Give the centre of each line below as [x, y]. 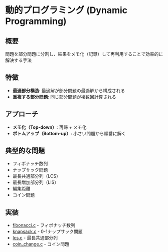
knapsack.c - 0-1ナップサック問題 [47, 231]
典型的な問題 [25, 151]
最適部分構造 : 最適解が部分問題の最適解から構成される [69, 90]
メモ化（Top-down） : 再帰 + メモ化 [49, 127]
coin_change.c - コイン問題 [41, 244]
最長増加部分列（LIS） [36, 182]
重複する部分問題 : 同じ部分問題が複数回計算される [64, 97]
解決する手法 [18, 60]
